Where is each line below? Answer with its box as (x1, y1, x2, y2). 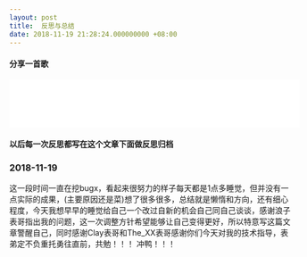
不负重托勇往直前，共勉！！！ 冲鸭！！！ (24, 238, 176, 250)
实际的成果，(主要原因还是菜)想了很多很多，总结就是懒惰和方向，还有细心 (16, 194, 289, 205)
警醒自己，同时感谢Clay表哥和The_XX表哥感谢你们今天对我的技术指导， (16, 228, 281, 238)
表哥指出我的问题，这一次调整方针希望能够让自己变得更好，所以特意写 (9, 216, 268, 228)
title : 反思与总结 (9, 21, 75, 30)
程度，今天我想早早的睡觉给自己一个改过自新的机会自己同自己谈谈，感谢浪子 (9, 205, 291, 216)
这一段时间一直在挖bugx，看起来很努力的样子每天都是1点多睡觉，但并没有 (9, 183, 281, 194)
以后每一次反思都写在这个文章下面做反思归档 (9, 139, 174, 150)
